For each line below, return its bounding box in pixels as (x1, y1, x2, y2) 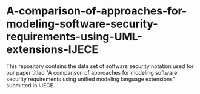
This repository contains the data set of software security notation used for (6, 62, 194, 70)
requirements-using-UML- (6, 30, 142, 43)
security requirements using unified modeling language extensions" (6, 75, 176, 83)
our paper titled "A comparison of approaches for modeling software (6, 69, 178, 76)
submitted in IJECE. (6, 81, 56, 89)
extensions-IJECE (6, 43, 99, 57)
